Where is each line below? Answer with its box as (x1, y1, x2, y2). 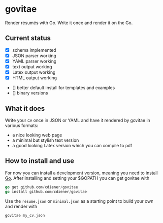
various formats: (5, 122, 38, 128)
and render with (5, 203, 37, 209)
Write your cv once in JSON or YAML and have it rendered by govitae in (5, 117, 150, 123)
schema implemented (12, 47, 57, 53)
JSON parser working (12, 53, 57, 59)
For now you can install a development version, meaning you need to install (5, 170, 158, 176)
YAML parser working (12, 58, 57, 64)
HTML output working (12, 75, 57, 81)
